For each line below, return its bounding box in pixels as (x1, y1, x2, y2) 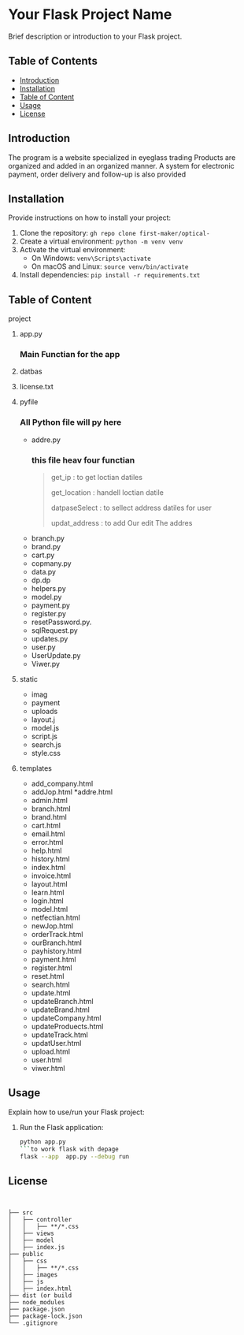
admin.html (31, 796, 68, 805)
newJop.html (31, 921, 73, 931)
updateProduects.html (31, 1022, 104, 1032)
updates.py (31, 634, 68, 644)
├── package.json (8, 1306, 65, 1314)
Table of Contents (8, 54, 98, 68)
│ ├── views (8, 1229, 55, 1238)
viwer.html (31, 1064, 65, 1073)
